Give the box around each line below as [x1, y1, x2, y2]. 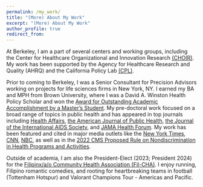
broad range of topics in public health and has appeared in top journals [6, 111, 183, 118]
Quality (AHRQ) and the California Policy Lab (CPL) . [6, 67, 135, 74]
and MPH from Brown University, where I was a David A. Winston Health [6, 92, 186, 99]
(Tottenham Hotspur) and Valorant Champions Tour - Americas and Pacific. [6, 174, 193, 181]
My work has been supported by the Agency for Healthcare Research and [6, 61, 190, 68]
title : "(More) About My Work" [6, 14, 85, 21]
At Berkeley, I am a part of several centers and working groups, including [6, 48, 188, 55]
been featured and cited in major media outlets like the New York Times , [6, 130, 186, 138]
